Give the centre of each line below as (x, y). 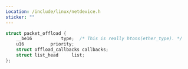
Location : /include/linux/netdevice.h (53, 11)
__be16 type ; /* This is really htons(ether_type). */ (99, 39)
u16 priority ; (45, 44)
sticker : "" (20, 17)
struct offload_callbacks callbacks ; (62, 50)
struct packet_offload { (36, 33)
